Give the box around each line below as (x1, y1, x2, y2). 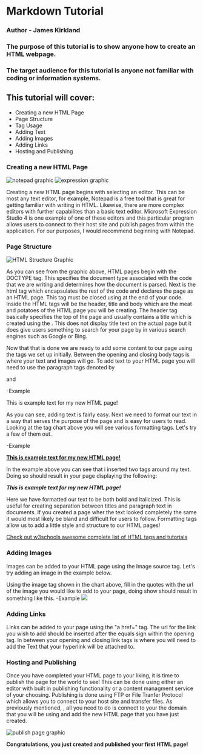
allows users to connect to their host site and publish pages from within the (6, 221, 194, 228)
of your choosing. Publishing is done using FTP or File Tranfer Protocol (6, 691, 183, 699)
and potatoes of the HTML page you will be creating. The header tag (6, 307, 178, 314)
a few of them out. (6, 430, 52, 438)
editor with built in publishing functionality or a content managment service (6, 685, 194, 692)
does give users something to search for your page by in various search (6, 326, 186, 333)
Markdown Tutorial (6, 4, 104, 18)
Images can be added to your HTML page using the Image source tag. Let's (6, 562, 195, 570)
